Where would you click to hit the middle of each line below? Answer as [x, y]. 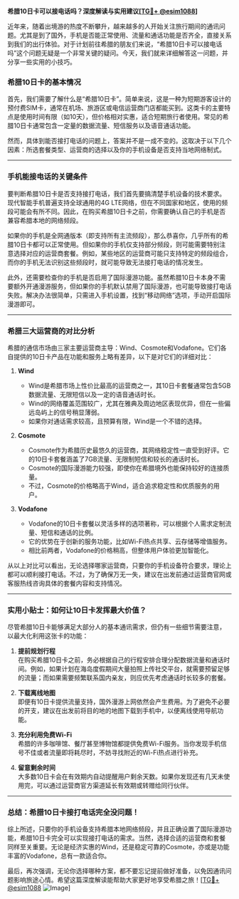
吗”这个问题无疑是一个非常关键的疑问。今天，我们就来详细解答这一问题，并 [118, 53]
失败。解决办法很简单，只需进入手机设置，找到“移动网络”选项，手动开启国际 [119, 295]
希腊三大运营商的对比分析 [51, 331]
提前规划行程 [36, 651]
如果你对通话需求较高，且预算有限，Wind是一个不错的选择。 [117, 421]
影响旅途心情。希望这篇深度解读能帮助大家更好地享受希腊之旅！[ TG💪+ [116, 880]
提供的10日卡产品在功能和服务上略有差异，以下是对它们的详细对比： [113, 356]
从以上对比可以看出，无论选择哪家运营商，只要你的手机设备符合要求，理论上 [119, 565]
